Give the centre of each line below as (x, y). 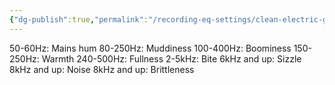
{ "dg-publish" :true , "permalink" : (79, 19)
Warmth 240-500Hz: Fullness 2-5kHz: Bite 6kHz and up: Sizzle (171, 58)
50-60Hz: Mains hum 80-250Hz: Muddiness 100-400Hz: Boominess (150, 48)
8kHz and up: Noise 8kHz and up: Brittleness (102, 69)
